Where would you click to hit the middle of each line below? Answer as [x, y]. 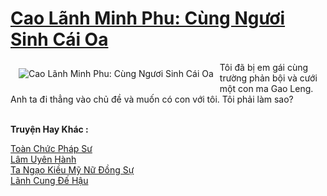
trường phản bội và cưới [268, 78]
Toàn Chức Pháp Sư [51, 148]
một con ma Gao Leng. [266, 88]
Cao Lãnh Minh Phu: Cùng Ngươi [148, 18]
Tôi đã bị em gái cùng [264, 67]
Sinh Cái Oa [59, 39]
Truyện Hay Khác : [49, 129]
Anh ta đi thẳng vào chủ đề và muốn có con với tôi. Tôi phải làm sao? [152, 99]
